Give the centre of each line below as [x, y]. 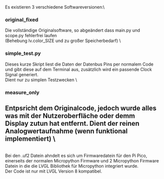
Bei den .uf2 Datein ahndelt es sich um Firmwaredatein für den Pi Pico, [76, 156]
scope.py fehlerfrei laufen [31, 36]
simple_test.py [23, 53]
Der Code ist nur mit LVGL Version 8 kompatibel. [54, 171]
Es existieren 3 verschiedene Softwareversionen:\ [55, 7]
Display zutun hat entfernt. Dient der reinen [72, 123]
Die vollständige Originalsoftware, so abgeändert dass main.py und [73, 30]
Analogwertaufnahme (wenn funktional [66, 131]
